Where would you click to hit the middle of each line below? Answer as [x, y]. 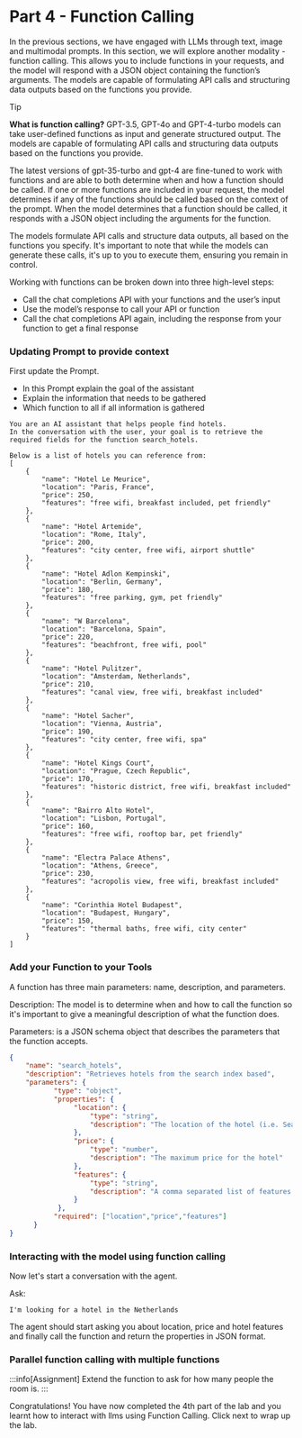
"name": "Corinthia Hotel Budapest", [112, 906]
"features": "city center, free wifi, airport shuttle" [148, 551]
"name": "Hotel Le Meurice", [96, 479]
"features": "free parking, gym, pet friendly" [132, 598]
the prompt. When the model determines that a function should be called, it [148, 208]
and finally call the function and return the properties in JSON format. [138, 1336]
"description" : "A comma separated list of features [191, 1191]
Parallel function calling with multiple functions [115, 1360]
